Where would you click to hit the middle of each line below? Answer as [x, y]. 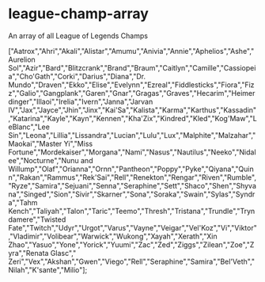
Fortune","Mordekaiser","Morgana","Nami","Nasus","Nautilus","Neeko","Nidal [132, 152]
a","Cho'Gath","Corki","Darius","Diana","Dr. [77, 76]
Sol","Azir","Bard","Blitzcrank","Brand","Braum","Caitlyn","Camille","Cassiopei [132, 67]
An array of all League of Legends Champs [78, 36]
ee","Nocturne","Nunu [44, 160]
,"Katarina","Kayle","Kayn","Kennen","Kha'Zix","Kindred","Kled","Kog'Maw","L [132, 118]
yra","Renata [28, 253]
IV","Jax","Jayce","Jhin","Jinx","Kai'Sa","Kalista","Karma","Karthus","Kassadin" [132, 110]
